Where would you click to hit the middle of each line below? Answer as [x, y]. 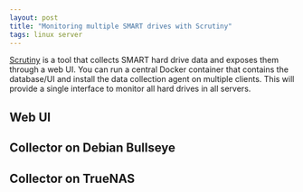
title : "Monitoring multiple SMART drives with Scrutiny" [121, 26]
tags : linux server [46, 34]
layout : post [34, 18]
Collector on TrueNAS [72, 178]
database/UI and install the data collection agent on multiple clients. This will [152, 79]
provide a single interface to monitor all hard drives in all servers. [130, 89]
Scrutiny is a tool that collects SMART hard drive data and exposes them [144, 60]
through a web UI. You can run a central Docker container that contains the [149, 69]
